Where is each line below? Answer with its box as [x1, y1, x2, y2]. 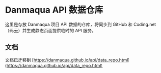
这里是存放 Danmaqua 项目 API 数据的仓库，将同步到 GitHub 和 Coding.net [5, 21, 156, 27]
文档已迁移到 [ [5, 57, 34, 63]
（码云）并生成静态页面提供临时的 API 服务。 [5, 27, 97, 33]
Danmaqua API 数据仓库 [5, 4, 104, 16]
